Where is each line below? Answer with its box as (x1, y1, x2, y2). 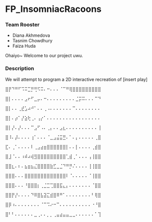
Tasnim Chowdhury (12, 38, 53, 44)
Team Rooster (5, 21, 40, 28)
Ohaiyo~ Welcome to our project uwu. (5, 53, 83, 59)
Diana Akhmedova (12, 32, 50, 38)
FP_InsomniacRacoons (5, 3, 102, 15)
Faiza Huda (12, 43, 36, 49)
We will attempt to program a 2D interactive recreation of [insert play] (5, 76, 148, 82)
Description (5, 65, 34, 72)
